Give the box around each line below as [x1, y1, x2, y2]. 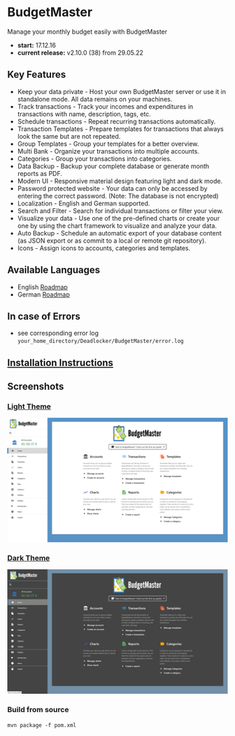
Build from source [7, 704, 69, 714]
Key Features [7, 69, 66, 81]
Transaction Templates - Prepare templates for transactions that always [17, 124, 224, 133]
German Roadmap [17, 290, 70, 299]
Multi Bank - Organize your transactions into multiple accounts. [17, 146, 199, 155]
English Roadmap [17, 282, 68, 291]
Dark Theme [7, 553, 50, 563]
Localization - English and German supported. [17, 199, 150, 207]
